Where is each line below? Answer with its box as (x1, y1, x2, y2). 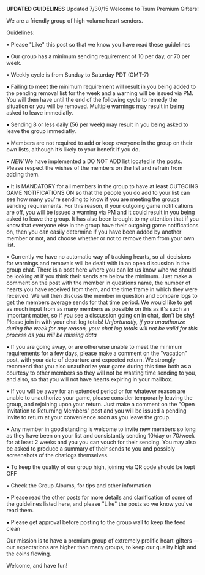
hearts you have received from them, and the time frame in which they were (6, 286, 198, 293)
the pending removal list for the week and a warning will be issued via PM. (6, 89, 194, 97)
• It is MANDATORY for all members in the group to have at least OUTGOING (6, 183, 199, 189)
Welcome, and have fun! (6, 562, 68, 569)
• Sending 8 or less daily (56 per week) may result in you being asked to (6, 121, 188, 128)
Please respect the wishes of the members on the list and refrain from (6, 164, 183, 171)
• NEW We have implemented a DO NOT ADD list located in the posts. (6, 158, 182, 165)
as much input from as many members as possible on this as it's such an (6, 305, 190, 312)
